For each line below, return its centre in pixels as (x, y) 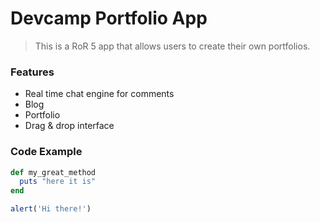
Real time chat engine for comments (99, 94)
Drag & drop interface (69, 126)
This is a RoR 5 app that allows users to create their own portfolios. (172, 46)
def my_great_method (53, 172)
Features (32, 72)
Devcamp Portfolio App (109, 18)
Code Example (46, 152)
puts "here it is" (58, 182)
